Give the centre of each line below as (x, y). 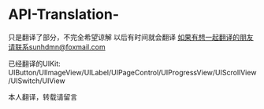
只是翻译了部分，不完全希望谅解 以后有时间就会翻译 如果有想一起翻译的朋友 (131, 37)
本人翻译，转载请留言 (43, 96)
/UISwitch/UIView (37, 81)
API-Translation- (64, 15)
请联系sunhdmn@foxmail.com (57, 47)
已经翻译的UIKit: (34, 64)
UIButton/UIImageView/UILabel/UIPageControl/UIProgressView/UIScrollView (132, 72)
